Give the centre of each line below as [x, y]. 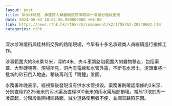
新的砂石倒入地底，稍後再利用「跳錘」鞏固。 [57, 74]
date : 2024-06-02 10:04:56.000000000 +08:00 [53, 19]
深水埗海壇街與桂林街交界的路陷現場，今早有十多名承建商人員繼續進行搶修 [84, 45]
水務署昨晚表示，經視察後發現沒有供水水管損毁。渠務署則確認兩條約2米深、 [85, 86]
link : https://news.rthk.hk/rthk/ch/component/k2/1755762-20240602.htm [83, 24]
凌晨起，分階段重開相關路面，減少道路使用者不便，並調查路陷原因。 [77, 98]
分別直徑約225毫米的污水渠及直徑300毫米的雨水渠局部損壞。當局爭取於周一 [85, 92]
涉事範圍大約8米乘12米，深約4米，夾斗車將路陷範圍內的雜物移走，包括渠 [82, 61]
